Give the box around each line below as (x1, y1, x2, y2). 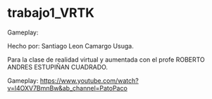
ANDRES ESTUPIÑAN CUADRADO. (7, 62, 108, 71)
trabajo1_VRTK (7, 5, 95, 21)
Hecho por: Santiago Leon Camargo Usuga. (7, 41, 134, 50)
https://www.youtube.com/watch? (39, 76, 139, 85)
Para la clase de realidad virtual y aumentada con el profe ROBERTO (7, 55, 206, 64)
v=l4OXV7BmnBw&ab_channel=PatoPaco (7, 84, 128, 92)
